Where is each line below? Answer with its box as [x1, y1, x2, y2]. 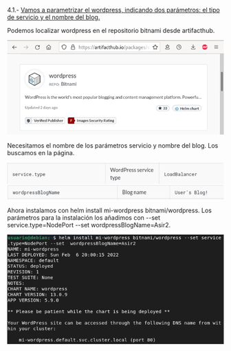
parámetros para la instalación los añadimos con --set [7, 213, 160, 222]
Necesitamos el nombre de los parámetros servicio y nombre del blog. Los [7, 141, 219, 150]
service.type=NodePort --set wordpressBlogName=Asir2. [7, 220, 171, 229]
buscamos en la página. [7, 149, 75, 157]
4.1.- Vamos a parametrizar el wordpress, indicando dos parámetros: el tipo [7, 6, 220, 14]
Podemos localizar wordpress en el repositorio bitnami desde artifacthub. [7, 27, 215, 34]
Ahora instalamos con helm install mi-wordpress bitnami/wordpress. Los [7, 206, 212, 214]
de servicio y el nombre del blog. [7, 13, 100, 21]
